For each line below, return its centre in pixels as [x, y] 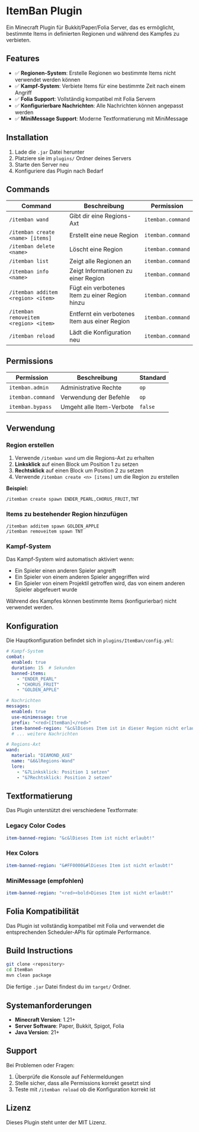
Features [23, 58]
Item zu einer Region [98, 295]
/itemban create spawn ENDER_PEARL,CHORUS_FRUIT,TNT [73, 499]
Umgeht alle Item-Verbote [97, 407]
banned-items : [29, 673]
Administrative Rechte [91, 388]
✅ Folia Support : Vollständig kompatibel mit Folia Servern [85, 98]
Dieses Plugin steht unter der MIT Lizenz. [56, 1122]
